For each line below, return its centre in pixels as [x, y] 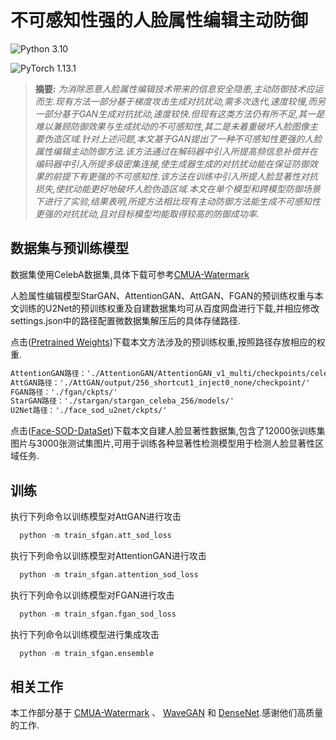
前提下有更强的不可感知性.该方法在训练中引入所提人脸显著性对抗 [185, 176]
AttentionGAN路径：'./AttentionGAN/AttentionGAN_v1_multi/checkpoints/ [160, 373]
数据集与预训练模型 [69, 248]
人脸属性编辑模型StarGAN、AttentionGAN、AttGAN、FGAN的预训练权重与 [162, 295]
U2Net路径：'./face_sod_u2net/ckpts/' [89, 411]
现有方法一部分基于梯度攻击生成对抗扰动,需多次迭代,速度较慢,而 [185, 101]
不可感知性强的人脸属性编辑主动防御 [159, 20]
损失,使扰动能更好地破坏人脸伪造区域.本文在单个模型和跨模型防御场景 [177, 188]
